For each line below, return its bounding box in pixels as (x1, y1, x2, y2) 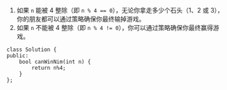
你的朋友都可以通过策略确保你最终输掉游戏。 (16, 15, 146, 23)
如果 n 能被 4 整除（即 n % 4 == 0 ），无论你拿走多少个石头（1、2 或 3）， (16, 6, 224, 14)
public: (6, 52, 29, 59)
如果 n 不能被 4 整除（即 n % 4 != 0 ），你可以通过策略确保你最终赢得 (16, 24, 214, 31)
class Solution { (6, 46, 57, 53)
